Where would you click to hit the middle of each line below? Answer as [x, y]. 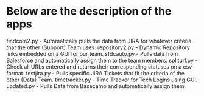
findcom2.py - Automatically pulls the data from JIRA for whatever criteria [99, 41]
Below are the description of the [89, 11]
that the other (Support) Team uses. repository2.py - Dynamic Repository [98, 47]
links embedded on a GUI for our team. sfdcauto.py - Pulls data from [92, 53]
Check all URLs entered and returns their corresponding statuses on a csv [99, 67]
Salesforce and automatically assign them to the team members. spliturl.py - [102, 60]
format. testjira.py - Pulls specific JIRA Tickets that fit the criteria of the [95, 73]
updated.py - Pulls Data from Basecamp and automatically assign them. [96, 86]
